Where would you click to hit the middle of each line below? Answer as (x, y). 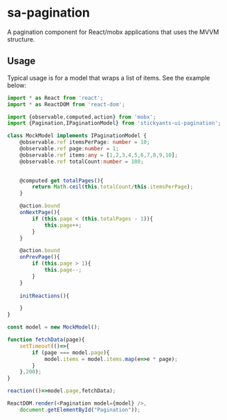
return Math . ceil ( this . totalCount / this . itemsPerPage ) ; (113, 187)
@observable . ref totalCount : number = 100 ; (82, 161)
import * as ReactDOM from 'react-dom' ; (66, 104)
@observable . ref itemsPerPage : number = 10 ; (85, 142)
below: (17, 85)
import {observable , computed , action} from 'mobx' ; (82, 117)
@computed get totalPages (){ (62, 181)
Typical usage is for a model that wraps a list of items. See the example (109, 78)
